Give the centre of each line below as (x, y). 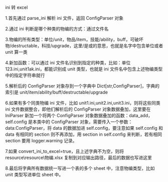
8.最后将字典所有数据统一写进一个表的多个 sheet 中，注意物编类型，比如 (80, 168)
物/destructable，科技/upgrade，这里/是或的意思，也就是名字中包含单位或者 (84, 46)
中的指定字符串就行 (25, 75)
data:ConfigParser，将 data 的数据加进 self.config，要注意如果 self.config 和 (84, 128)
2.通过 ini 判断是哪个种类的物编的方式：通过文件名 (57, 29)
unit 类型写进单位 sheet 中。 (34, 174)
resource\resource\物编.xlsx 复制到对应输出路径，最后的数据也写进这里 (78, 158)
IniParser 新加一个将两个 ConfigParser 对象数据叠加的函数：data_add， (79, 115)
